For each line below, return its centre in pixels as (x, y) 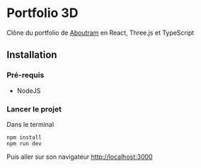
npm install (24, 137)
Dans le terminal (30, 124)
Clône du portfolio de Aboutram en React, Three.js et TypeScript (100, 33)
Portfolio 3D (42, 13)
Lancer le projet (34, 109)
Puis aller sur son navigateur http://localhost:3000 (80, 157)
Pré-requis (25, 75)
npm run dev (24, 143)
